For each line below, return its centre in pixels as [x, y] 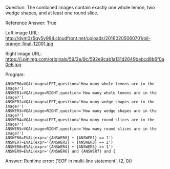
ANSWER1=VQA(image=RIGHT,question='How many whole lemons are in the [81, 93]
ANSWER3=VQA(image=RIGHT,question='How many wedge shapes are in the [81, 111]
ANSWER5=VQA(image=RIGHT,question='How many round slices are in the [81, 129]
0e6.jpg [13, 64]
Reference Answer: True [31, 23]
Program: [15, 74]
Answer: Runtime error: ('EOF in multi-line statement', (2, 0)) [69, 161]
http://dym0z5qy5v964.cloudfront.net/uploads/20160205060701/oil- [78, 38]
